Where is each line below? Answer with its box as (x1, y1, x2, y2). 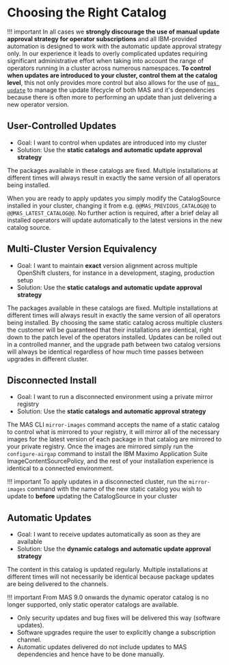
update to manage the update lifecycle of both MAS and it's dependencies (7, 86, 215, 94)
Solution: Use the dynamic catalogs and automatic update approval (16, 545, 211, 553)
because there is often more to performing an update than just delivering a (7, 93, 217, 101)
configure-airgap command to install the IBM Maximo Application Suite (7, 450, 208, 458)
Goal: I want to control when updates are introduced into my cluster (16, 138, 207, 147)
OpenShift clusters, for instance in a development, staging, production (16, 269, 215, 277)
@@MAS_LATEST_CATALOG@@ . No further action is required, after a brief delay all (7, 208, 219, 217)
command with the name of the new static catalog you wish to (27, 485, 202, 493)
